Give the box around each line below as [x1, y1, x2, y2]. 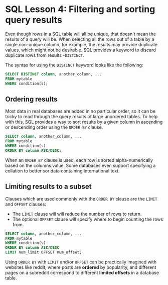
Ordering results [5, 94, 58, 104]
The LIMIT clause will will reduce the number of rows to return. [12, 211, 142, 217]
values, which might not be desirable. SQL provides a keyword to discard [5, 47, 156, 53]
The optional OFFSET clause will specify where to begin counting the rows [12, 216, 163, 222]
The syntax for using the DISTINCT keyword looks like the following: [5, 62, 143, 68]
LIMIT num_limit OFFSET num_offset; [5, 250, 82, 255]
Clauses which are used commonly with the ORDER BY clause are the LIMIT [5, 196, 157, 202]
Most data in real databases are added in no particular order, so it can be [5, 108, 156, 114]
